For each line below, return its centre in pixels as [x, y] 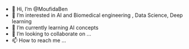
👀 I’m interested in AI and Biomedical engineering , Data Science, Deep [97, 15]
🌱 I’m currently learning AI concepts [55, 27]
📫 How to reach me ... [39, 40]
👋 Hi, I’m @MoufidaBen [40, 9]
